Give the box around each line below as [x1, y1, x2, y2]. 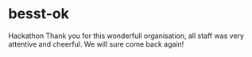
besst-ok [8, 5, 69, 23]
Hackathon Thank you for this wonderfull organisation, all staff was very [8, 31, 245, 40]
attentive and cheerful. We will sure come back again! [8, 39, 184, 48]
